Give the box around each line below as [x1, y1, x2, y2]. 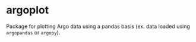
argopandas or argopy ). [6, 29, 61, 36]
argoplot [6, 3, 49, 17]
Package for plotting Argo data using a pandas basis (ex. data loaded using [6, 23, 190, 30]
